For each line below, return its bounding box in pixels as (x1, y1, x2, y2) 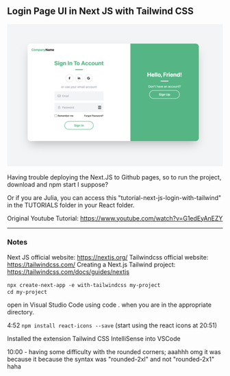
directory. (7, 308, 34, 316)
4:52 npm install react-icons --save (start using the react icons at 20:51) (7, 321, 218, 329)
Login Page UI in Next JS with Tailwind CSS (7, 5, 194, 17)
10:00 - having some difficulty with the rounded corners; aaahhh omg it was (7, 347, 221, 355)
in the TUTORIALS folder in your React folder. (7, 201, 135, 209)
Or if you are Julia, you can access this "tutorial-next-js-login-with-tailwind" (7, 193, 222, 201)
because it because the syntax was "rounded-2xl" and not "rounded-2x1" (7, 355, 214, 363)
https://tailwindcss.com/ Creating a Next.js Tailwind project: (7, 260, 176, 268)
